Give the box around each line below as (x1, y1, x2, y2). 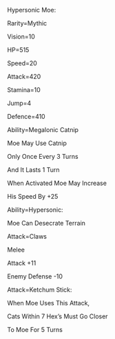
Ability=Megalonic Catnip (7, 126, 79, 133)
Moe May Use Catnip (7, 139, 67, 147)
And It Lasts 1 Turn (7, 166, 60, 174)
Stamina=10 (7, 86, 41, 94)
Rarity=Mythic (7, 19, 48, 27)
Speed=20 (7, 59, 38, 67)
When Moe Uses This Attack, (7, 299, 90, 307)
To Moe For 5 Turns (7, 326, 63, 333)
